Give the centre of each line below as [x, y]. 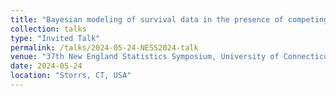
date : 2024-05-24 [46, 66]
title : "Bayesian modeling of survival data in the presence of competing [169, 19]
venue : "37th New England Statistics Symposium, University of [145, 57]
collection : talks [48, 29]
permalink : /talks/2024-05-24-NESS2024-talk [104, 47]
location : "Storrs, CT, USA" [71, 76]
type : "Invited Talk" [55, 38]
